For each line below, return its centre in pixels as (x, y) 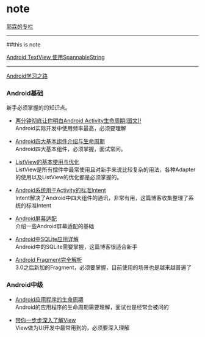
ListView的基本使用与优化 (47, 162)
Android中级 (25, 285)
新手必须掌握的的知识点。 (38, 108)
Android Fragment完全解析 (49, 260)
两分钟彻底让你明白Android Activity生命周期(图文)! (78, 120)
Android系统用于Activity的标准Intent (60, 190)
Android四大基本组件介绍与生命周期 (60, 141)
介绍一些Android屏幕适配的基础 (55, 226)
